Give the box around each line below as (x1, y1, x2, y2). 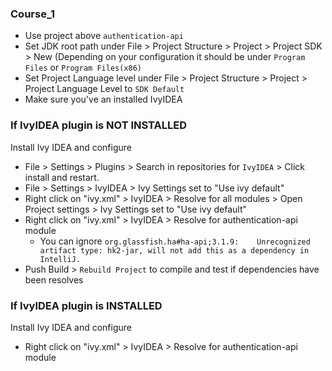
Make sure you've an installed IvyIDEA (24, 93, 183, 106)
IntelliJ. (39, 254, 82, 264)
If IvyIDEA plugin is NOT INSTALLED (10, 118, 188, 132)
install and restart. (24, 171, 100, 183)
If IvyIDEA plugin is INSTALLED (10, 298, 163, 312)
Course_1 (10, 7, 55, 21)
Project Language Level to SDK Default (24, 83, 185, 95)
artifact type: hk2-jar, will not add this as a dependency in (39, 245, 310, 256)
